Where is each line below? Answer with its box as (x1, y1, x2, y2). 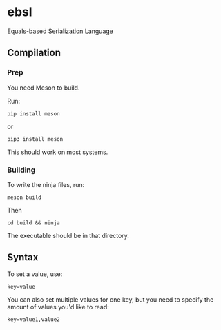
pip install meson (7, 110, 60, 117)
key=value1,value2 (7, 316, 60, 323)
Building (7, 165, 36, 175)
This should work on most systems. (7, 148, 108, 156)
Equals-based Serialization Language (7, 27, 114, 35)
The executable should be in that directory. (7, 231, 130, 240)
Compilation (7, 47, 61, 59)
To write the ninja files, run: (7, 180, 85, 188)
